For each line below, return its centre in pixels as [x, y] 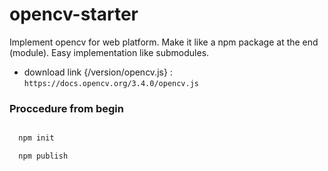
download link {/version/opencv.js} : [98, 72]
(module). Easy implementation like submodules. [109, 52]
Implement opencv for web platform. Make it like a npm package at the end [164, 42]
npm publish [43, 156]
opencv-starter [74, 14]
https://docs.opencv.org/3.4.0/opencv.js [111, 83]
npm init [36, 138]
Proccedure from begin [66, 108]
